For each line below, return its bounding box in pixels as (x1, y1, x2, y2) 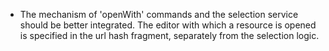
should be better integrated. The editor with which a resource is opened (19, 19, 317, 31)
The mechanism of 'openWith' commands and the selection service (19, 9, 299, 20)
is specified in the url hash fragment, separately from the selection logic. (19, 30, 320, 41)
